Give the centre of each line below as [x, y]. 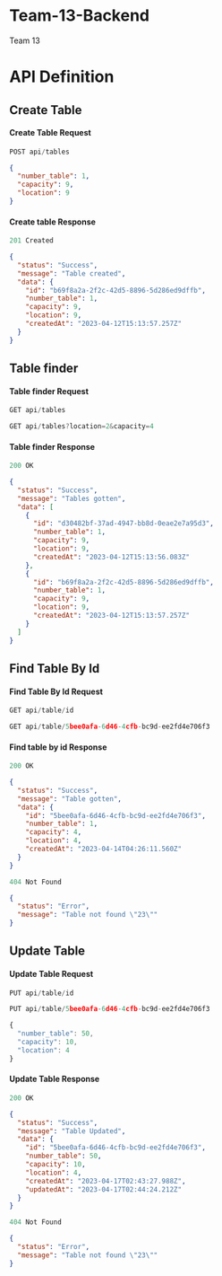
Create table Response [53, 222]
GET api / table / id [42, 710]
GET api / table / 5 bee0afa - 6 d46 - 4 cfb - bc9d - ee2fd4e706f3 [110, 727]
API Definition [62, 77]
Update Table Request [51, 974]
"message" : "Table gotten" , [70, 799]
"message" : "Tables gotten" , [72, 498]
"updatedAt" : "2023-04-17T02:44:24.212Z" [103, 1189]
